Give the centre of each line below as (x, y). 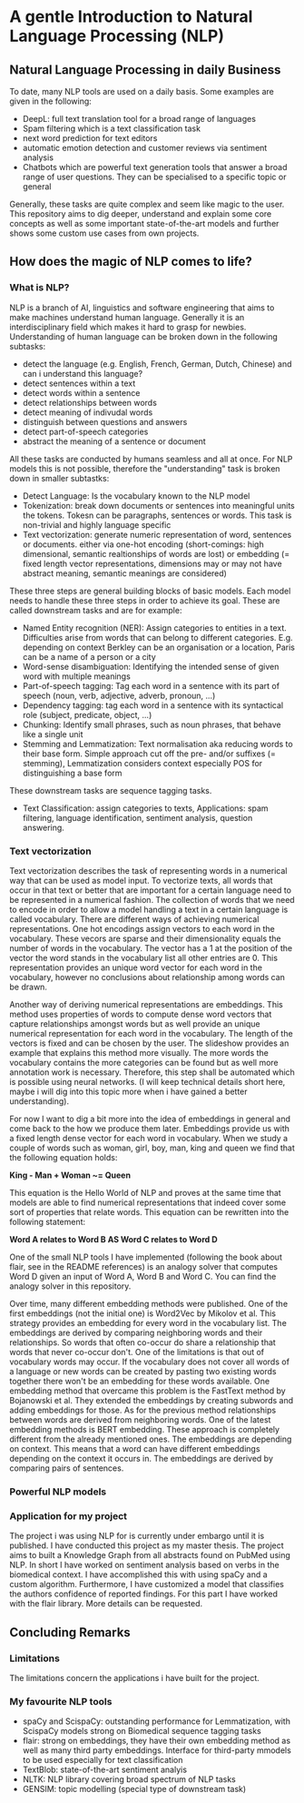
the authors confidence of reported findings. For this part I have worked (144, 1594)
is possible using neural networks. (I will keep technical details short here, (147, 1081)
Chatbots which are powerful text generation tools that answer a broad (155, 167)
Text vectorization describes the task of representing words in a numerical (148, 870)
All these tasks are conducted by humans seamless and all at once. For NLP (151, 459)
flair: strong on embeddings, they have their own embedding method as (157, 1741)
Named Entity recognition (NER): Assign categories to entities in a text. (155, 628)
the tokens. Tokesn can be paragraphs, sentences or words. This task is (157, 515)
